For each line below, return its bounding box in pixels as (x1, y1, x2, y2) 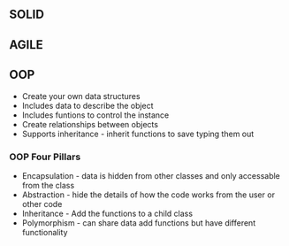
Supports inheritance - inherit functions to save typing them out (21, 128, 255, 139)
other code (21, 198, 63, 209)
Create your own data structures (21, 90, 141, 101)
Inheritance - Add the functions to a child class (21, 208, 193, 219)
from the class (21, 180, 75, 190)
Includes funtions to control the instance (21, 110, 170, 120)
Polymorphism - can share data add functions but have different (21, 217, 256, 228)
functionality (21, 227, 68, 237)
